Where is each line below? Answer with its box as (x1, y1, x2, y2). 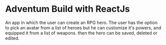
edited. (5, 35, 20, 41)
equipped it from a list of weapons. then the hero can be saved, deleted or (5, 30, 158, 36)
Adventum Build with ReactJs (5, 3, 130, 15)
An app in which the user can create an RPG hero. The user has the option (5, 20, 158, 25)
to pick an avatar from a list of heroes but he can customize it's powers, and (5, 24, 162, 30)
